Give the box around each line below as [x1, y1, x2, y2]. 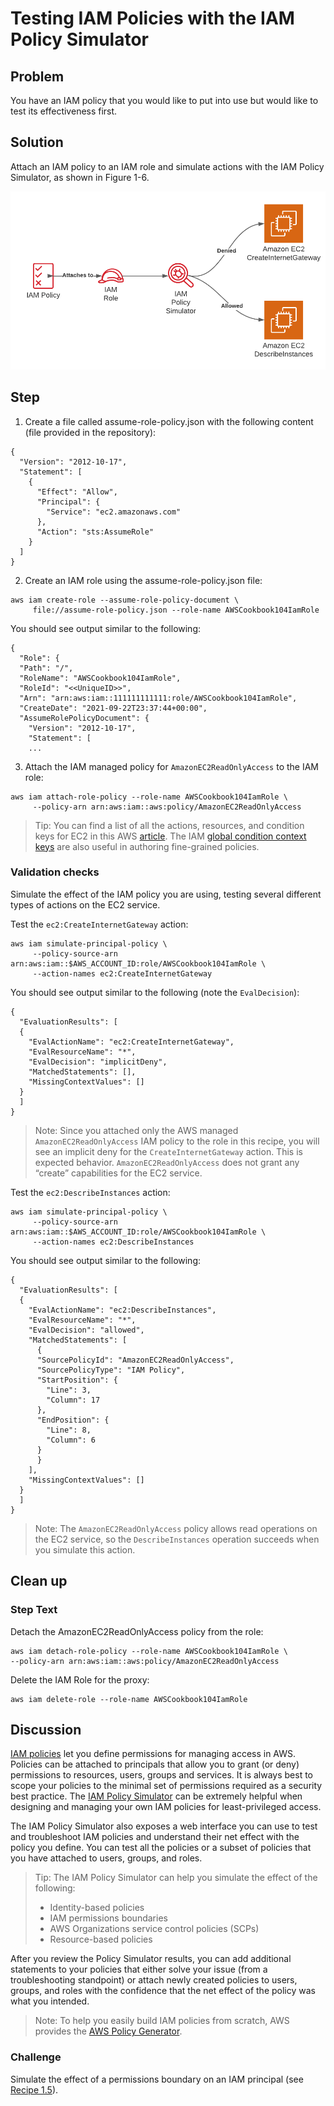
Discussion [10, 1721, 82, 1738]
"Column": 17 [46, 1395, 101, 1405]
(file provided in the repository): [24, 426, 157, 438]
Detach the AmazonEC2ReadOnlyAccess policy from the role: [10, 1625, 264, 1637]
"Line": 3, [46, 1385, 92, 1395]
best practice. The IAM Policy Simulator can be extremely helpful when [10, 1790, 303, 1802]
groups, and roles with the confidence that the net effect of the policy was [10, 1985, 316, 1997]
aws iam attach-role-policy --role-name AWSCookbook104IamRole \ [10, 792, 288, 802]
